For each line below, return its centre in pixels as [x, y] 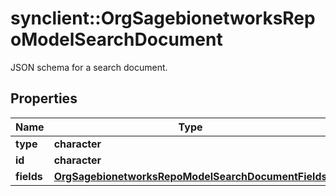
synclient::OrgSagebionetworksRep [163, 18]
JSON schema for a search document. [89, 67]
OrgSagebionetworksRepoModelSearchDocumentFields [190, 176]
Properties [44, 98]
